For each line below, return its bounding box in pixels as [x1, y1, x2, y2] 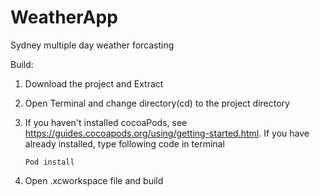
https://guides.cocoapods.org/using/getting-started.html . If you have [24, 127, 310, 139]
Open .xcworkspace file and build [24, 174, 164, 186]
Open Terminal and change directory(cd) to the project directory [24, 97, 290, 109]
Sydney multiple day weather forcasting [10, 39, 175, 51]
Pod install [24, 157, 75, 167]
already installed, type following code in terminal [24, 137, 225, 150]
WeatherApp [10, 6, 118, 29]
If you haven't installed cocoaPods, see [24, 116, 188, 128]
